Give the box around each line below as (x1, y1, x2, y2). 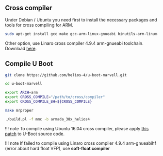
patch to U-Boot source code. (5, 131, 65, 136)
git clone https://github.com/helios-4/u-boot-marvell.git (5, 73, 127, 78)
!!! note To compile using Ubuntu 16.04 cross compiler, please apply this (5, 125, 149, 131)
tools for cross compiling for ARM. (5, 22, 74, 28)
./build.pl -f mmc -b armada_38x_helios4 (5, 117, 90, 121)
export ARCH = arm (5, 90, 38, 95)
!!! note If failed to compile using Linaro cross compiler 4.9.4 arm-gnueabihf (5, 140, 157, 146)
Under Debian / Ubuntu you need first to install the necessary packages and (5, 17, 157, 22)
